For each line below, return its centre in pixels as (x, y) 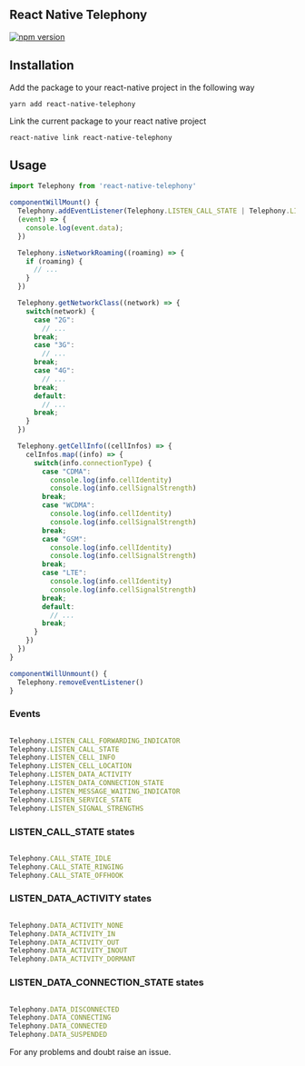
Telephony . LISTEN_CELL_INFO (63, 758)
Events (25, 714)
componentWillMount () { (54, 203)
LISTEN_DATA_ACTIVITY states (81, 899)
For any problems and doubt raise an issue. (90, 1052)
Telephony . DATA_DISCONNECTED (64, 1009)
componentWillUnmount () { (58, 673)
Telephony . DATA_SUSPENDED (58, 1035)
